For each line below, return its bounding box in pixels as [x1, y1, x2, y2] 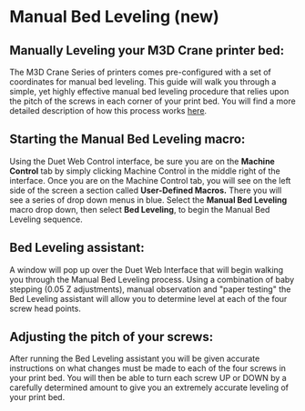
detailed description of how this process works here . [9, 105, 208, 115]
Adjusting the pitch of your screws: [9, 329, 214, 345]
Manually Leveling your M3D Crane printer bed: [9, 43, 285, 58]
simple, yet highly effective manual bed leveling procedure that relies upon [9, 86, 290, 96]
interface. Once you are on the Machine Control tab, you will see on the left [9, 175, 291, 185]
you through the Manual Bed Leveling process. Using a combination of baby [9, 274, 295, 285]
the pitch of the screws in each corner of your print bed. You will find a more [9, 95, 296, 106]
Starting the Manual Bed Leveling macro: [9, 132, 246, 147]
